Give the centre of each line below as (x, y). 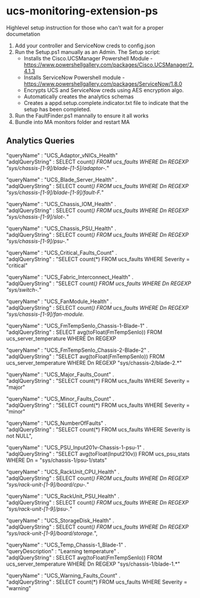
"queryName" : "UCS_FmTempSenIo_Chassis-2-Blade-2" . (78, 350)
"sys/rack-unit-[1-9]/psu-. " (39, 509)
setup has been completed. (57, 109)
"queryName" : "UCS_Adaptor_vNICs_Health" (62, 155)
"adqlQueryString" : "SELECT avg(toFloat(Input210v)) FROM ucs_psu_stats (98, 454)
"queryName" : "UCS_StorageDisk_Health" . (60, 520)
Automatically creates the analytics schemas (79, 96)
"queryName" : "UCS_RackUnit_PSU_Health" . (63, 496)
